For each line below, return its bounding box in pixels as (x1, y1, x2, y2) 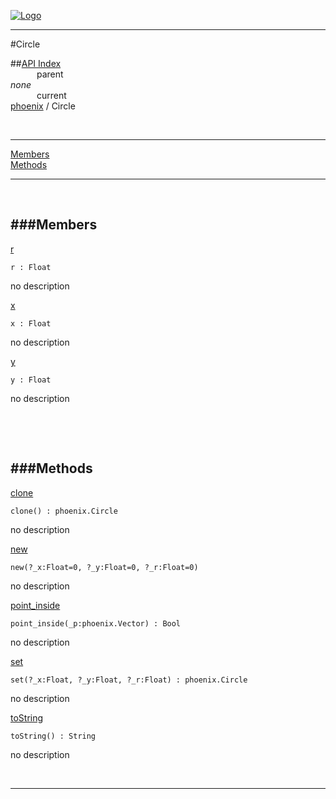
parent (36, 68, 64, 80)
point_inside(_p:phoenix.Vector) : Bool (10, 618, 182, 629)
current (36, 90, 67, 101)
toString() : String (10, 731, 97, 741)
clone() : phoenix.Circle (10, 506, 118, 516)
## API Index (10, 58, 62, 69)
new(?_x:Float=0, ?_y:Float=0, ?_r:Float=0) (10, 562, 199, 572)
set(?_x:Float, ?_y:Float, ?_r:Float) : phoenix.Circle (10, 675, 248, 685)
